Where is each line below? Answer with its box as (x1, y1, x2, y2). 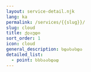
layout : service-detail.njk (6, 8, 75, 15)
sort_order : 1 (6, 35, 41, 41)
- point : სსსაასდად (11, 57, 59, 63)
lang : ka (6, 14, 28, 20)
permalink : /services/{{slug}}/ (6, 19, 85, 25)
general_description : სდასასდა (6, 46, 83, 52)
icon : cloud (6, 41, 35, 47)
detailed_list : (6, 52, 43, 57)
